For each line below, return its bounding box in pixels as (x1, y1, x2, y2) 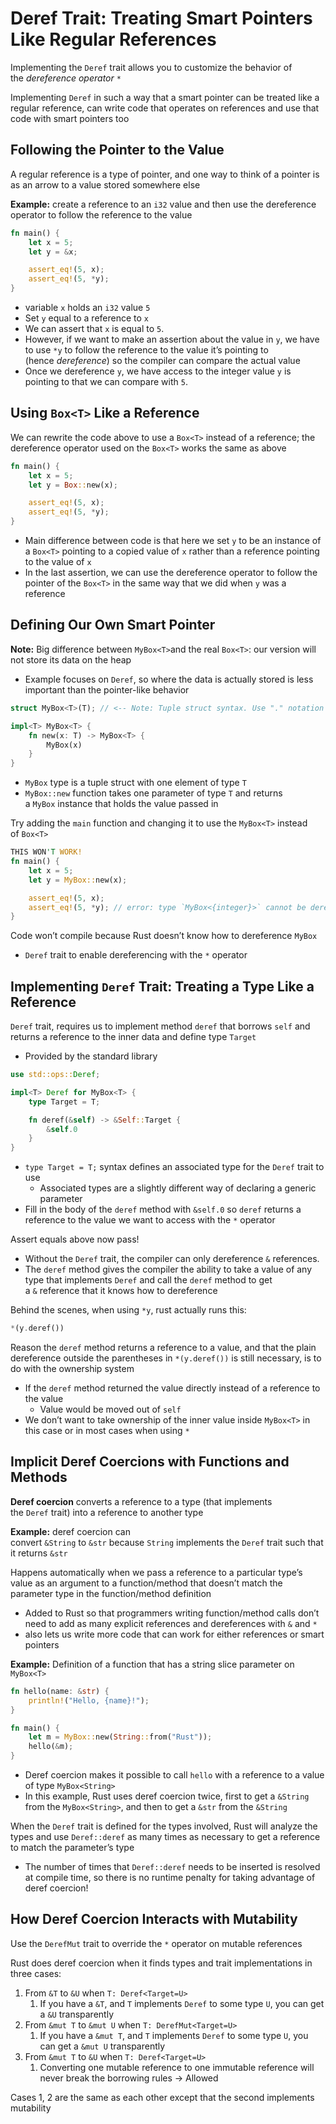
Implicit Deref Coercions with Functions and (10, 1453, 290, 1471)
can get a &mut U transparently (39, 2040, 166, 2052)
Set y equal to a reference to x (24, 312, 150, 324)
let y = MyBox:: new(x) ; (28, 875, 128, 885)
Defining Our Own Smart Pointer (10, 617, 216, 634)
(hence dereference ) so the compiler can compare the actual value (24, 355, 301, 366)
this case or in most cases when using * (24, 1425, 190, 1437)
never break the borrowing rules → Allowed (39, 2072, 219, 2084)
